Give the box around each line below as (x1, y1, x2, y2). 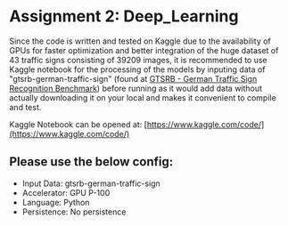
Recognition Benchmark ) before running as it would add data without (9, 83, 263, 93)
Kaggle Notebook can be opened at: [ (9, 118, 147, 130)
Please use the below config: (9, 154, 174, 170)
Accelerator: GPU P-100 (21, 187, 111, 198)
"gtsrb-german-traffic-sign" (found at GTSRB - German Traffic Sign (9, 73, 258, 84)
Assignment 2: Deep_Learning (9, 6, 239, 27)
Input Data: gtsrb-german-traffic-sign (21, 178, 160, 189)
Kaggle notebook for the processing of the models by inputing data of (9, 64, 266, 75)
